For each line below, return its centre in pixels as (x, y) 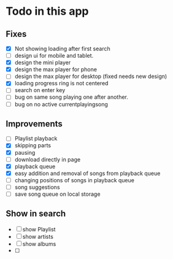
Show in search (36, 214)
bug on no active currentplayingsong (61, 104)
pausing (25, 152)
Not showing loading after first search (63, 48)
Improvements (34, 124)
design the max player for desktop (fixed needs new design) (91, 76)
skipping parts (33, 145)
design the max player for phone (56, 69)
